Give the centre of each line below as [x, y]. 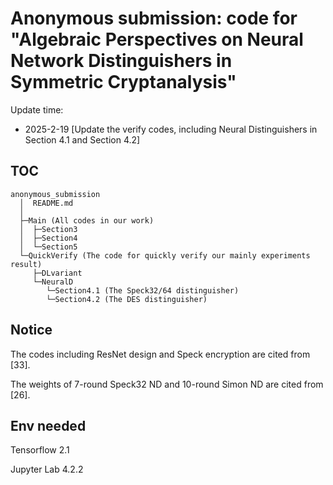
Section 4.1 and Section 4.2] [82, 139]
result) [26, 264]
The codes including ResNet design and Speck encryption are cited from [160, 354]
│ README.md [46, 203]
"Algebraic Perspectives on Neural [157, 39]
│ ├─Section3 [48, 229]
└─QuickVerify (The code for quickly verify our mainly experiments [165, 255]
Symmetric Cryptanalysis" [123, 82]
